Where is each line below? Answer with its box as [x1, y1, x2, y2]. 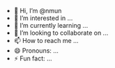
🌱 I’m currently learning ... [13, 22, 89, 29]
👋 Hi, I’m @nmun [13, 7, 62, 15]
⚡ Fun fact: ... [13, 54, 52, 62]
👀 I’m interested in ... [13, 14, 73, 22]
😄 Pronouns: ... [13, 46, 59, 55]
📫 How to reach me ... [13, 37, 79, 44]
